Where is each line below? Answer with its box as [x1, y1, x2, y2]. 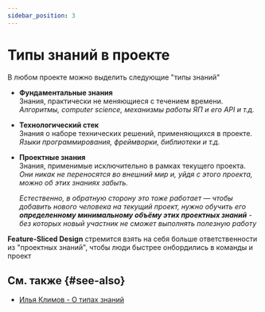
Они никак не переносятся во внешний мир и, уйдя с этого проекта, [18, 169, 253, 179]
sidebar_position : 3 [7, 11, 76, 20]
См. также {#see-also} [7, 274, 126, 287]
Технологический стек [18, 120, 99, 130]
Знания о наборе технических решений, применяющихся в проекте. [18, 128, 252, 138]
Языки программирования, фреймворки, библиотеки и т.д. [18, 137, 220, 146]
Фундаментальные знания [18, 88, 113, 97]
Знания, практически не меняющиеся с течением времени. [18, 96, 224, 106]
